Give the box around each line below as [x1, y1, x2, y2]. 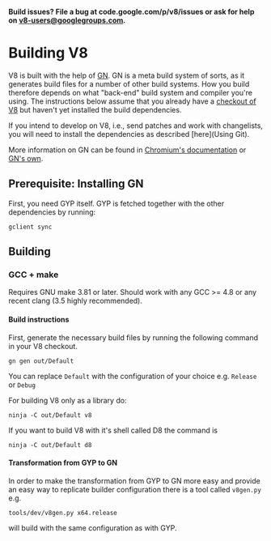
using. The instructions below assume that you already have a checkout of [8, 96, 256, 106]
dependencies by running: [8, 207, 96, 217]
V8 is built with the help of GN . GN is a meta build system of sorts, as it [8, 70, 245, 80]
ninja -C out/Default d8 [8, 441, 92, 449]
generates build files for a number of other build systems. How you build [8, 79, 250, 88]
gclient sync [8, 223, 53, 231]
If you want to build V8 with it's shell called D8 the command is [8, 425, 218, 435]
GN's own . [8, 153, 44, 163]
